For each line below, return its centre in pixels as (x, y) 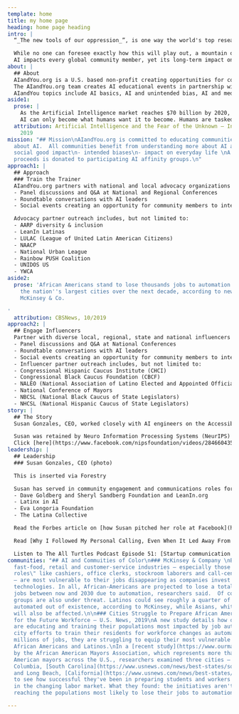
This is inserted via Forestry (60, 476)
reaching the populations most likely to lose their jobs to (106, 693)
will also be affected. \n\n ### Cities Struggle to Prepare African (116, 614)
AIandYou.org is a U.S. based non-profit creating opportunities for (119, 80)
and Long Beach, (38, 673)
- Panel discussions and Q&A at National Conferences (95, 344)
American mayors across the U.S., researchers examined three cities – (122, 660)
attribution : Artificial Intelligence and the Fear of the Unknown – (119, 126)
